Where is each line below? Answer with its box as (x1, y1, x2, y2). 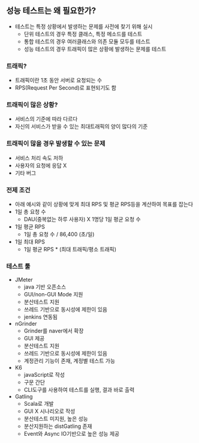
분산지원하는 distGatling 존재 (23, 423, 92, 430)
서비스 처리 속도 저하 (14, 154, 64, 161)
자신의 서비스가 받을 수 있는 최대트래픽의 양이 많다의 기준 (14, 123, 148, 130)
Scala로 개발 (23, 400, 54, 408)
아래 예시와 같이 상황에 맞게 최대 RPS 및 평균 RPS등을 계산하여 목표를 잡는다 (14, 201, 194, 207)
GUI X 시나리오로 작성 (23, 408, 76, 415)
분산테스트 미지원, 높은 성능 (23, 415, 88, 423)
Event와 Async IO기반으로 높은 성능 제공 (23, 430, 120, 438)
